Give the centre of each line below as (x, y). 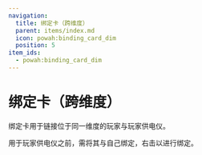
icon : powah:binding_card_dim (66, 38)
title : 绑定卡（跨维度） (52, 23)
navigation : (28, 16)
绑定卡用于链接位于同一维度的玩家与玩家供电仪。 (89, 125)
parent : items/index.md (55, 30)
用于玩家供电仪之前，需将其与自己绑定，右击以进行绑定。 (103, 143)
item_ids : (25, 53)
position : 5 (36, 46)
